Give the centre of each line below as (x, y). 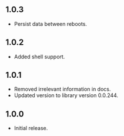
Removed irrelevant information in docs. (62, 89)
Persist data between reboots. (51, 24)
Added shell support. (39, 57)
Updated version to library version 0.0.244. (66, 95)
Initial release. (31, 128)
